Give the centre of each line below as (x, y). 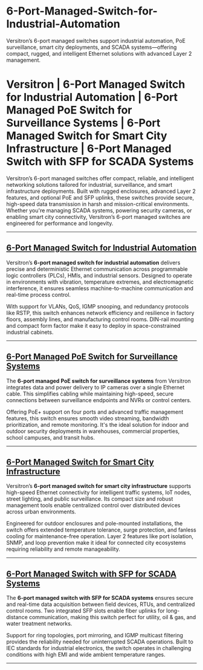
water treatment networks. (39, 623)
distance (17, 617)
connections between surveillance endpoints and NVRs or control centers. (99, 400)
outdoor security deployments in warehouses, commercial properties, (93, 431)
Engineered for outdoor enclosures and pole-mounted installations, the (95, 524)
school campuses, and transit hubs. (51, 437)
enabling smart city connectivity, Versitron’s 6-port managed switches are (98, 216)
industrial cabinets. (30, 332)
